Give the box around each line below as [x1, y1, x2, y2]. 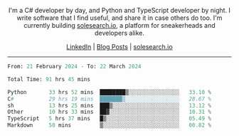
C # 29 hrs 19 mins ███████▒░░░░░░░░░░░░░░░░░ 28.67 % [7, 95, 212, 103]
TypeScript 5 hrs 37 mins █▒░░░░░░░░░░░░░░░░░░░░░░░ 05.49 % [7, 115, 212, 122]
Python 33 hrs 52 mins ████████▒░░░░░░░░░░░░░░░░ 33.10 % [7, 88, 212, 95]
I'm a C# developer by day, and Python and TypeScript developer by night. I [8, 6, 231, 14]
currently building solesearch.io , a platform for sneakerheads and [23, 21, 216, 29]
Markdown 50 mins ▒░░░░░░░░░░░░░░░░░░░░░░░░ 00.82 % [7, 122, 212, 129]
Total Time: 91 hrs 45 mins [7, 75, 91, 83]
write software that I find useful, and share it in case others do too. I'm [16, 14, 223, 22]
